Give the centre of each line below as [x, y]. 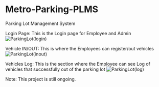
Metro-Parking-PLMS [52, 9]
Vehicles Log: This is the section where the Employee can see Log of [78, 64]
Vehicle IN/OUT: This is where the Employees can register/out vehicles [80, 48]
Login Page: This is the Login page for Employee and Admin [68, 33]
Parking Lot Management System [40, 23]
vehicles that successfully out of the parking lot [55, 69]
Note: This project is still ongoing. [41, 79]
